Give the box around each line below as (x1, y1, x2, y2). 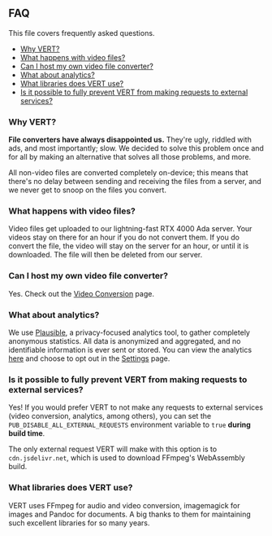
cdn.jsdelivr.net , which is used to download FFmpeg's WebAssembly (8, 453, 245, 463)
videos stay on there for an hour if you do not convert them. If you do (8, 232, 240, 243)
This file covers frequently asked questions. (8, 28, 155, 37)
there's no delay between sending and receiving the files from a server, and (8, 177, 261, 187)
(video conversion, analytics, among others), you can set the (8, 411, 212, 421)
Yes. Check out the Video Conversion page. (8, 288, 154, 298)
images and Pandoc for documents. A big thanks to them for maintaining (8, 509, 251, 519)
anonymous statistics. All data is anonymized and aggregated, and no (8, 336, 241, 345)
